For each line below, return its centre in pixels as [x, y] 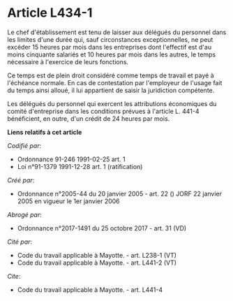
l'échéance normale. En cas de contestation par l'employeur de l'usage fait [115, 82]
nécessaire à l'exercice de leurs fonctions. [68, 61]
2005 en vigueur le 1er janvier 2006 [68, 201]
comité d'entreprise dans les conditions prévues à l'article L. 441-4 [103, 111]
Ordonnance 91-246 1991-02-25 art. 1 [71, 159]
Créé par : [21, 180]
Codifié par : [24, 145]
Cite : [14, 276]
